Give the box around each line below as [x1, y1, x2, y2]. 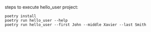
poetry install [5, 14, 37, 19]
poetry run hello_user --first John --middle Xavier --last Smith [5, 22, 146, 27]
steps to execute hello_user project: [5, 4, 79, 10]
